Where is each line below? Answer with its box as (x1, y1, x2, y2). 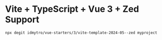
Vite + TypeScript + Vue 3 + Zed (5, 3, 139, 15)
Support (5, 14, 39, 25)
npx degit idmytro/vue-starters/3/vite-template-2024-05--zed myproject (5, 30, 158, 35)
